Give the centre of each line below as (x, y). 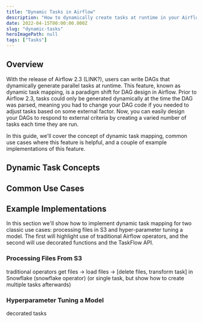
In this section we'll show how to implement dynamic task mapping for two (99, 223)
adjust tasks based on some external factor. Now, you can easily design (95, 111)
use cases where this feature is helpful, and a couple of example (87, 142)
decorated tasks (27, 313)
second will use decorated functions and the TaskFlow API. (80, 243)
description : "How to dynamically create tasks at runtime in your (93, 18)
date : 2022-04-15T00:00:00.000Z (47, 23)
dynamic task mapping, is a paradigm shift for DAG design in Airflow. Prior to (101, 92)
